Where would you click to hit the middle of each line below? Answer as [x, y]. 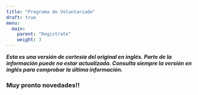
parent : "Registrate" [44, 34]
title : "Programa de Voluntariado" [51, 12]
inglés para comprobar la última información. [65, 69]
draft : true [21, 17]
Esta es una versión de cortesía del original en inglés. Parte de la [89, 57]
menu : [13, 23]
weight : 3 [29, 40]
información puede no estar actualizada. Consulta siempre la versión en [99, 63]
